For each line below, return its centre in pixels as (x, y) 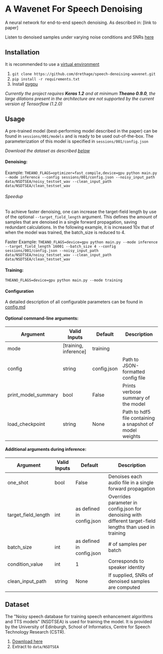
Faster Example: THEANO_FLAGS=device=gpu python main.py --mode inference (81, 242)
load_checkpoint (26, 424)
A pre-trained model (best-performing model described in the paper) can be (81, 131)
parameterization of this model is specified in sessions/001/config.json (77, 141)
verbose (132, 392)
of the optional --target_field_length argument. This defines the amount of (81, 217)
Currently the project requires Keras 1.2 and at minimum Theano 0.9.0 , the (80, 93)
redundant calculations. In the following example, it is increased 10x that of (80, 227)
